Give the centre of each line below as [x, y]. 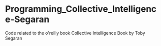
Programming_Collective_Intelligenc [81, 9]
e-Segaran [27, 19]
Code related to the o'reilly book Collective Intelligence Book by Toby [75, 33]
